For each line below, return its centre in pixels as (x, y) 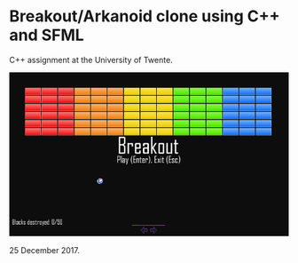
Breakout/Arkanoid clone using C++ (145, 16)
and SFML (47, 35)
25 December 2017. (44, 251)
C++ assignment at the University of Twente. (91, 60)
